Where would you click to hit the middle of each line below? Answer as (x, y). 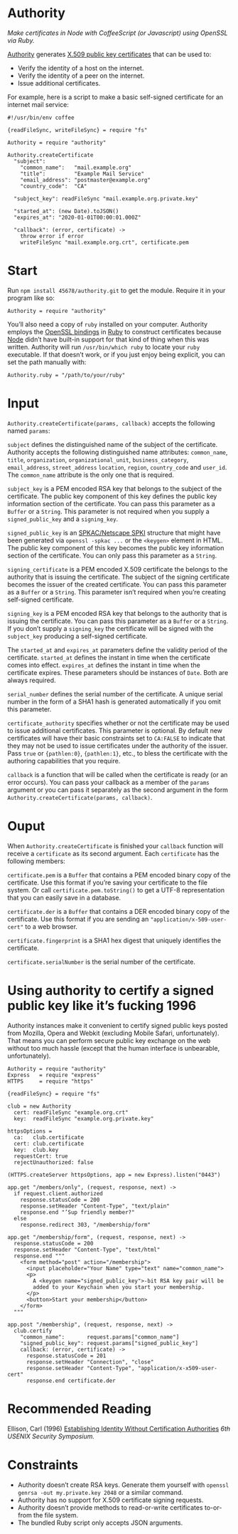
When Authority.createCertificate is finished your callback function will (115, 845)
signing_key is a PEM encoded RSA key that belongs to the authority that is (117, 613)
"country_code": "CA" (54, 186)
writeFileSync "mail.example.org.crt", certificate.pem (105, 242)
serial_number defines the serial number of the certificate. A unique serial (115, 694)
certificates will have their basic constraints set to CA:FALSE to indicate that (116, 738)
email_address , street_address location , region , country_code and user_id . (117, 467)
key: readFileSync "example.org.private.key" (84, 1118)
